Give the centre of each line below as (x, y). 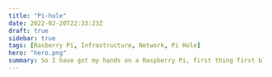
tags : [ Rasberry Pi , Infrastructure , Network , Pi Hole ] (104, 46)
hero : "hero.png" (38, 53)
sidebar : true (32, 38)
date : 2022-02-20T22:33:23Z (56, 23)
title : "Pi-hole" (38, 16)
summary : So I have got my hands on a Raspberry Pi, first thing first (132, 61)
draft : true (28, 30)
